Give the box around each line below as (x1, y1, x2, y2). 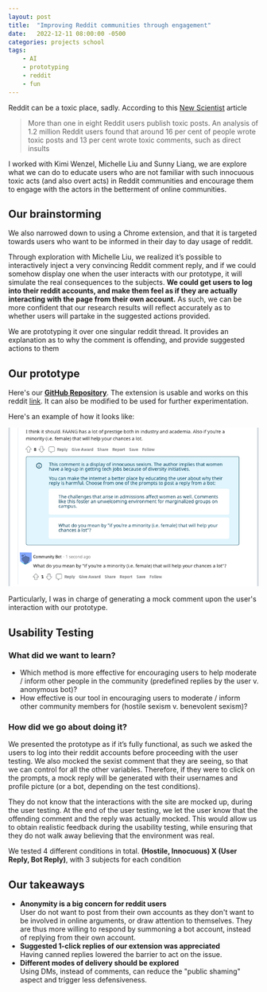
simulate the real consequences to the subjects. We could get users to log (8, 278, 253, 287)
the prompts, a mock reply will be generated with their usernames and (8, 773, 238, 783)
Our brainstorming (8, 208, 102, 221)
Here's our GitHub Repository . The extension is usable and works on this (8, 388, 249, 398)
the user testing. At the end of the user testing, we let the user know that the (8, 806, 258, 815)
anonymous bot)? (19, 685, 78, 694)
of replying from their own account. (19, 933, 137, 943)
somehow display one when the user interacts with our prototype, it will (8, 269, 242, 278)
